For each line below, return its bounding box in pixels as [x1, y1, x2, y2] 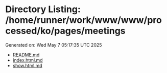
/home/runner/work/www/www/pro [5, 14, 162, 26]
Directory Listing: [5, 4, 81, 15]
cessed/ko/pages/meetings [5, 25, 126, 36]
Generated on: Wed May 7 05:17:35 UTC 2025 [5, 42, 102, 48]
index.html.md [12, 57, 43, 63]
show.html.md [12, 62, 42, 68]
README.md [12, 52, 40, 58]
